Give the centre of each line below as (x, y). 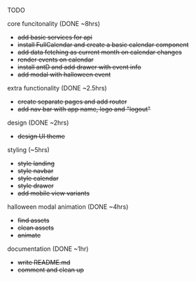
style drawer (35, 186)
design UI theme (41, 136)
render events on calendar (56, 60)
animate (29, 235)
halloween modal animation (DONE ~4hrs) (68, 207)
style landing (36, 163)
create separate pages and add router (72, 102)
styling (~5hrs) (29, 150)
